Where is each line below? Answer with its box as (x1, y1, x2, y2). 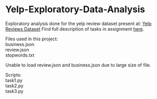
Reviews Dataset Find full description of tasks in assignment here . (5, 26, 144, 32)
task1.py (5, 77, 23, 83)
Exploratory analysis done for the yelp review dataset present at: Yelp (5, 20, 152, 27)
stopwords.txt (5, 52, 35, 58)
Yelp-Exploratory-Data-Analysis (5, 4, 145, 15)
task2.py (5, 83, 24, 89)
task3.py (5, 88, 24, 94)
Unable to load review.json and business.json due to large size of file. (5, 62, 151, 68)
